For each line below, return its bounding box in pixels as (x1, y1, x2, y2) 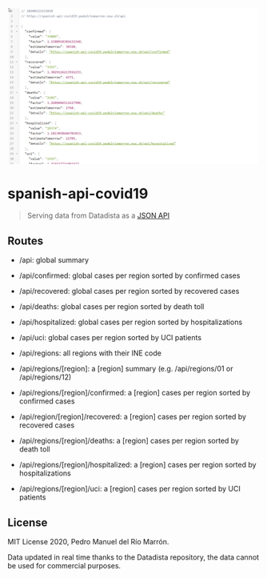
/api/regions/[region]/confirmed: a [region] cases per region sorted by (18, 388, 251, 398)
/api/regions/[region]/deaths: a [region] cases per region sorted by (18, 436, 239, 446)
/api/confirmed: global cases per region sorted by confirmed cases (18, 271, 241, 280)
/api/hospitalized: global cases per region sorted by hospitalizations (18, 317, 243, 327)
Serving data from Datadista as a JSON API (26, 211, 169, 220)
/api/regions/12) (18, 372, 72, 382)
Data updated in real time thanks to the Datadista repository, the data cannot (7, 552, 260, 562)
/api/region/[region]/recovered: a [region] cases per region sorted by (18, 412, 247, 422)
